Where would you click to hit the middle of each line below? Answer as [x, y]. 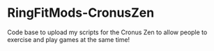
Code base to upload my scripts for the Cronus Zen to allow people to [107, 32]
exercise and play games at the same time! [69, 39]
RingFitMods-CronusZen [81, 13]
